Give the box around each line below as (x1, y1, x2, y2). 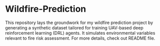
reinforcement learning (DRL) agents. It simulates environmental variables (5, 30, 156, 36)
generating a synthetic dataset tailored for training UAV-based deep (5, 24, 144, 30)
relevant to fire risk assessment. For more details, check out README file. (5, 35, 156, 41)
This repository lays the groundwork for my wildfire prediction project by (5, 20, 154, 25)
